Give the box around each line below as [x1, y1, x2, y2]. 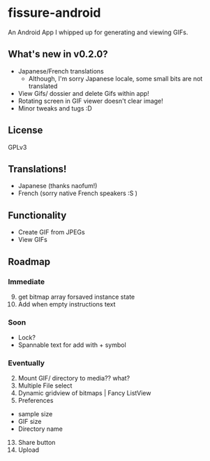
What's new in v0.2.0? [8, 48, 108, 60]
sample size [17, 410, 53, 418]
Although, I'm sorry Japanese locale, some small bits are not [28, 74, 203, 83]
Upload [17, 446, 40, 454]
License [8, 125, 43, 136]
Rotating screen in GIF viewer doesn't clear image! [17, 97, 163, 105]
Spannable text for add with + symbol [17, 341, 126, 349]
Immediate [8, 276, 45, 286]
